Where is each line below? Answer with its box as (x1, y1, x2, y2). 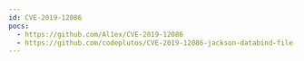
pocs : (8, 22, 29, 30)
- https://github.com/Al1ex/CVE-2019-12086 (16, 30, 183, 39)
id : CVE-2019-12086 (8, 13, 83, 22)
